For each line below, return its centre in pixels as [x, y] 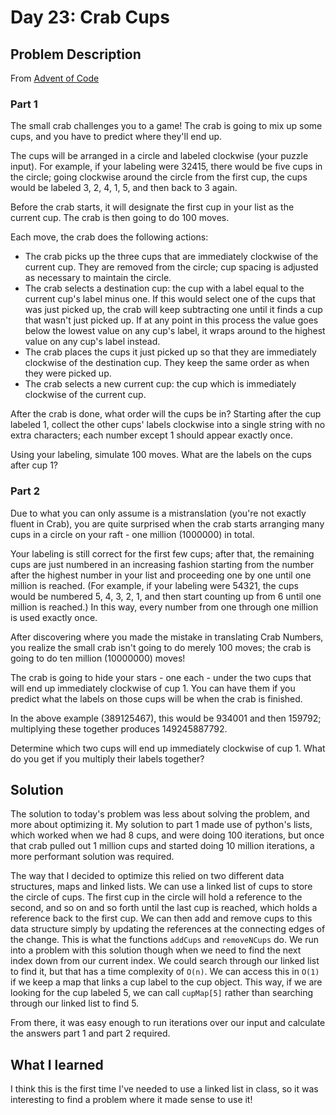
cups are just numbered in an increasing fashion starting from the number [162, 564]
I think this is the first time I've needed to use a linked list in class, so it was [164, 1089]
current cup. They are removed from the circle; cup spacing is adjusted [171, 267]
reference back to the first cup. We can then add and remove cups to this [161, 918]
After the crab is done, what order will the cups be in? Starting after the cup [166, 414]
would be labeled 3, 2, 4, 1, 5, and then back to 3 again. [124, 188]
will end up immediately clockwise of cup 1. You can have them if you [153, 688]
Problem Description [76, 54]
